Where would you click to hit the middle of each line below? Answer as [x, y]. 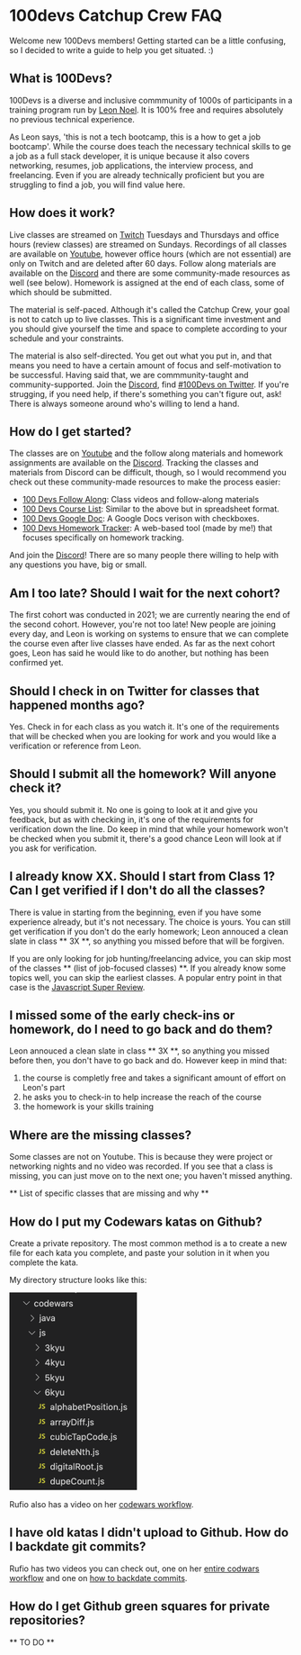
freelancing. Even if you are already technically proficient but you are [137, 175]
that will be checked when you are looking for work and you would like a [143, 736]
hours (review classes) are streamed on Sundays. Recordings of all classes [148, 244]
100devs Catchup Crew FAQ [116, 16]
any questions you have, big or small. [78, 565]
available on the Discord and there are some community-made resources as [150, 273]
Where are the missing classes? [101, 1135]
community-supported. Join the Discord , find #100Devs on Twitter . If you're [149, 384]
